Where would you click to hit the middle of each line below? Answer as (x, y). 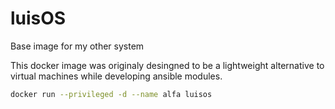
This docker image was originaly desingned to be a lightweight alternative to (167, 65)
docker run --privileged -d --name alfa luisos (111, 94)
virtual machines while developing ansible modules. (116, 76)
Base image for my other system (77, 46)
